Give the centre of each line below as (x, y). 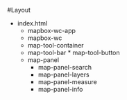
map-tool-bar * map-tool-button (74, 52)
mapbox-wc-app (52, 31)
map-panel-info (60, 89)
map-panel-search (65, 67)
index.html (32, 23)
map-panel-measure (67, 82)
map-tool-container (56, 45)
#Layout (19, 10)
